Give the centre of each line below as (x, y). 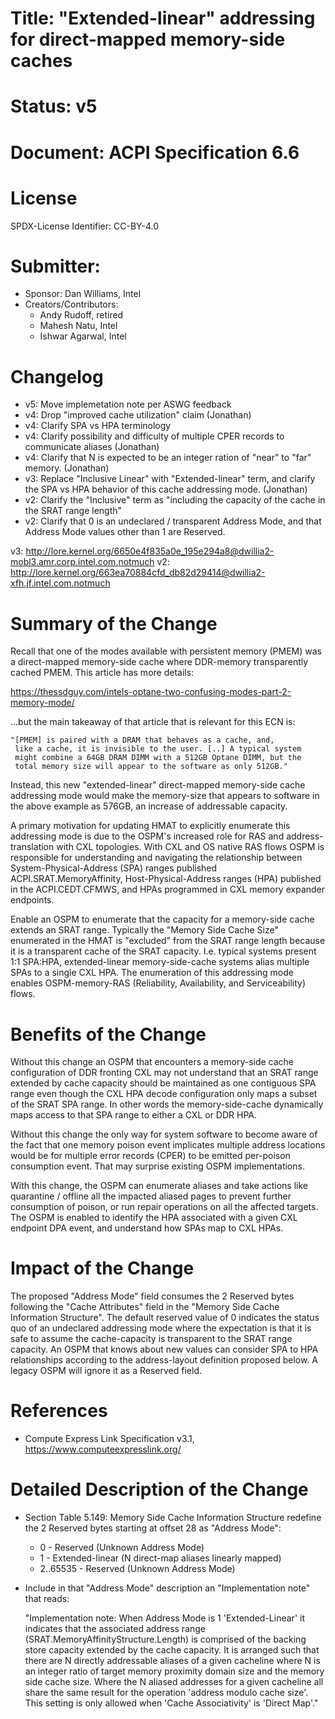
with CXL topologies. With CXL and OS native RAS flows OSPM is (190, 847)
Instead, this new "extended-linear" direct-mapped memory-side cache (158, 785)
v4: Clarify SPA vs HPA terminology (98, 426)
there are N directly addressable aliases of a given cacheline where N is (172, 1661)
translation (32, 847)
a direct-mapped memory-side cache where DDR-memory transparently (159, 662)
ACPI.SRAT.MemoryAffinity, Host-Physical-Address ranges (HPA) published (166, 879)
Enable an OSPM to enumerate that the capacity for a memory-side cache (162, 919)
